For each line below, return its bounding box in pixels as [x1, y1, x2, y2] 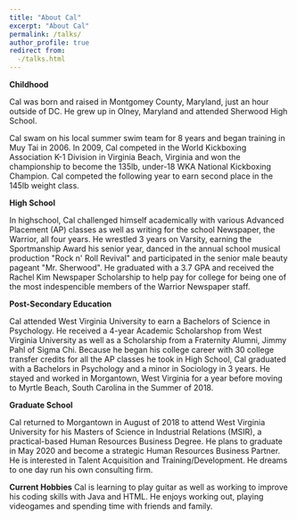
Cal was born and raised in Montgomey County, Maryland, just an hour [9, 96, 269, 107]
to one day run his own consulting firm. [9, 465, 153, 474]
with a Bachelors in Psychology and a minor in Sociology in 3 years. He [9, 364, 270, 373]
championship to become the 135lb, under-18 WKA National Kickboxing [9, 162, 272, 172]
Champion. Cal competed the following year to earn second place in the [9, 171, 274, 181]
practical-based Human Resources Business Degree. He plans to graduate [9, 436, 283, 447]
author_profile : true [9, 38, 90, 47]
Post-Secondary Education [9, 298, 112, 309]
